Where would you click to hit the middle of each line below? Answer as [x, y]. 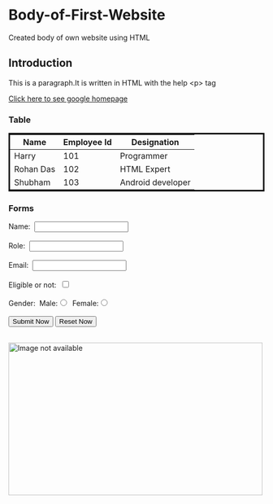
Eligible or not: [32, 285]
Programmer [144, 156]
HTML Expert [145, 169]
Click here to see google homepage [68, 99]
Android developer [155, 182]
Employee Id [87, 142]
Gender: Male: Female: [54, 304]
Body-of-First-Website [87, 15]
